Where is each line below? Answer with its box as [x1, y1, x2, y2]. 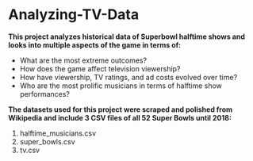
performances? [19, 89, 70, 98]
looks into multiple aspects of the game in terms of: [8, 40, 182, 49]
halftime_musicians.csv [19, 128, 97, 138]
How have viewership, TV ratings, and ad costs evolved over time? [19, 72, 238, 82]
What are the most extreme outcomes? [19, 56, 148, 65]
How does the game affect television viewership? [19, 63, 181, 73]
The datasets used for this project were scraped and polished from [8, 105, 233, 114]
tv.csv [19, 145, 40, 155]
